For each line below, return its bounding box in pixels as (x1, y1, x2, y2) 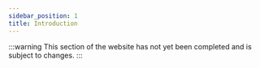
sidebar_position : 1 (8, 11, 79, 20)
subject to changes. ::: (8, 50, 83, 60)
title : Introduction (8, 19, 79, 28)
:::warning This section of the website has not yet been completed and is (8, 41, 252, 51)
